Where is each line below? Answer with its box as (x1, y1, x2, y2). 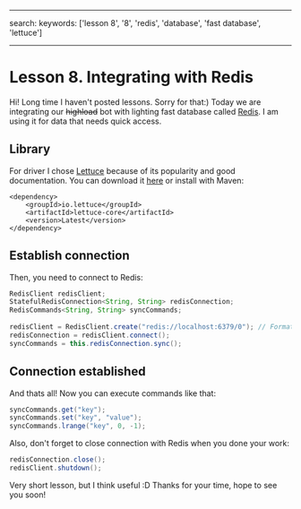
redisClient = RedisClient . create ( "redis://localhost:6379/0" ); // (9, 323, 267, 332)
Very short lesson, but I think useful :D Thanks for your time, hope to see (9, 479, 278, 490)
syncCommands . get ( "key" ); (9, 405, 106, 414)
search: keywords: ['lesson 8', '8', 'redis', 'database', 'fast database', (9, 18, 262, 28)
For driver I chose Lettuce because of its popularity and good (9, 165, 236, 176)
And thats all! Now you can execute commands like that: (9, 387, 217, 399)
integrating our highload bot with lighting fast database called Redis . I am (9, 106, 279, 116)
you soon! (9, 489, 47, 500)
